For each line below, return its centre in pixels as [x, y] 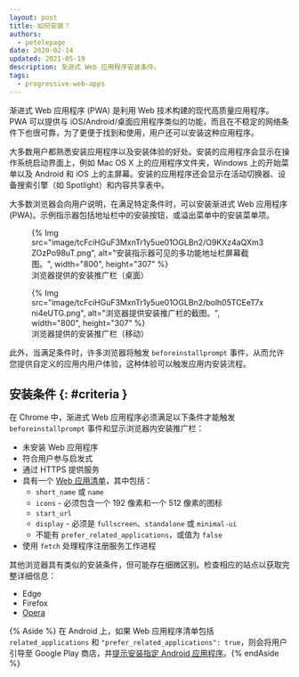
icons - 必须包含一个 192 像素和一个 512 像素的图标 [129, 503]
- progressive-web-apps [61, 84]
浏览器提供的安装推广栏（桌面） [90, 275]
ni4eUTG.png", [59, 313]
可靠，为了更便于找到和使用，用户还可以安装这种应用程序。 [149, 132]
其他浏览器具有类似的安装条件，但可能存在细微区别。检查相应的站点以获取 [145, 565]
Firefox [35, 603]
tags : [19, 76]
